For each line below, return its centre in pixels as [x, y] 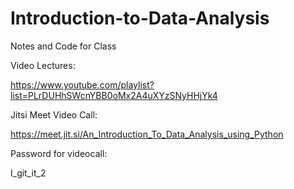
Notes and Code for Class [63, 46]
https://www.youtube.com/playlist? [82, 84]
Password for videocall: [59, 153]
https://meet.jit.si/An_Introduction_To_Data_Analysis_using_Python [147, 134]
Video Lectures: [43, 65]
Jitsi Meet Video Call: [54, 114]
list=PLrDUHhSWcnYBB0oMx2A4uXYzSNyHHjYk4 [114, 95]
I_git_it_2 [28, 173]
